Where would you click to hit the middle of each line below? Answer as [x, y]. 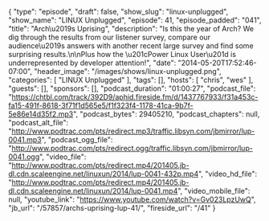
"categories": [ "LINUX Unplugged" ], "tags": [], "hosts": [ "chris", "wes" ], [131, 80]
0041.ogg [24, 157]
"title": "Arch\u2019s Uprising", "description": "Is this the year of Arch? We [131, 29]
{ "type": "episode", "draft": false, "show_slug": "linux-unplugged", [118, 12]
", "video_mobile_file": [214, 191]
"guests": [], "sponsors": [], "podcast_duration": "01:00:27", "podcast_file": [132, 88]
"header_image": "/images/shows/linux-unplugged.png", [128, 71]
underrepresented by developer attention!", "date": [92, 63]
